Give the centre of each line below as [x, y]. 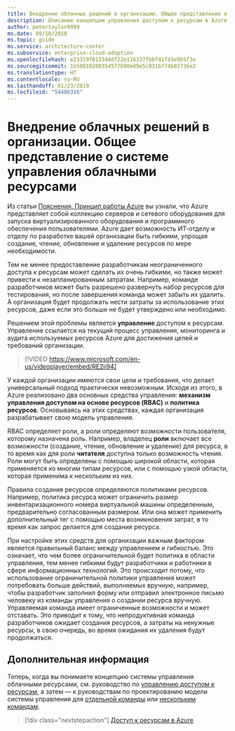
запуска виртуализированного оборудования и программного [101, 221]
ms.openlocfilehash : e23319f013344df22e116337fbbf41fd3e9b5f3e [102, 60]
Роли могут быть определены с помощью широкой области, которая [111, 461]
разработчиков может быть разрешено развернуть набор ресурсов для [116, 287]
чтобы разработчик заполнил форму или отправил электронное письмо [116, 593]
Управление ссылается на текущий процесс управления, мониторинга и [116, 330]
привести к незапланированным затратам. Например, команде [103, 280]
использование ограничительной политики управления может [102, 578]
